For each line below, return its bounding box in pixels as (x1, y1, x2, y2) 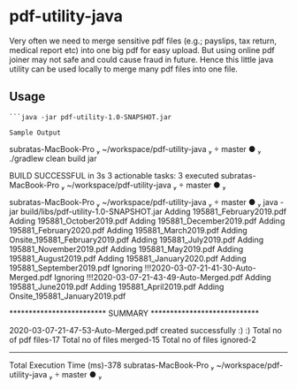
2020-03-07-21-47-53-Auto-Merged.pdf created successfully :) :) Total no (9, 324, 283, 335)
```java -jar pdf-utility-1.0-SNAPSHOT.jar (9, 112, 172, 121)
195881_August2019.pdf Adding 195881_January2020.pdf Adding (9, 253, 247, 263)
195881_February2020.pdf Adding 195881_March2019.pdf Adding (9, 225, 247, 235)
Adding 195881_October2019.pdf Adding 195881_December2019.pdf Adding (9, 215, 286, 226)
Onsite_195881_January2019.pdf (9, 290, 126, 301)
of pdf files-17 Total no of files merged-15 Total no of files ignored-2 (9, 334, 256, 345)
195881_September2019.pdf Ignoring (9, 263, 143, 273)
